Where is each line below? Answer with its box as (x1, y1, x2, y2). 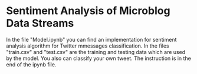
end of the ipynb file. (6, 60, 57, 68)
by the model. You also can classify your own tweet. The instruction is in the (6, 55, 192, 62)
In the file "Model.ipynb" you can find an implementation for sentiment (6, 36, 177, 43)
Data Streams (6, 16, 74, 30)
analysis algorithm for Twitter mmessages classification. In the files (6, 42, 169, 49)
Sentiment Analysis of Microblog (6, 4, 170, 18)
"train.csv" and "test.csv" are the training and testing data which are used (6, 48, 186, 55)
